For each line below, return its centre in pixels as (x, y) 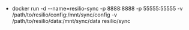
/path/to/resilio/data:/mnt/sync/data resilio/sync (71, 21)
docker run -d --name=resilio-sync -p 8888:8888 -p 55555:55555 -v (97, 9)
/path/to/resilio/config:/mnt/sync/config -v (64, 15)
